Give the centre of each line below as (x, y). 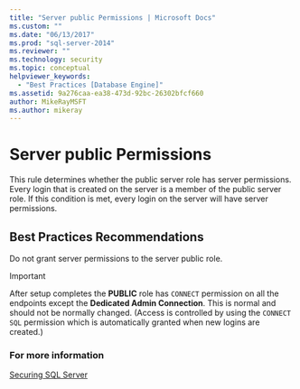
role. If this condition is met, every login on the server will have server (139, 199)
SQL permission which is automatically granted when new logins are (135, 322)
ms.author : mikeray (46, 110)
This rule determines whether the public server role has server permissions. (150, 180)
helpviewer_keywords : (50, 77)
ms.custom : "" (36, 26)
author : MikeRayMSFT (48, 102)
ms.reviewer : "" (40, 51)
